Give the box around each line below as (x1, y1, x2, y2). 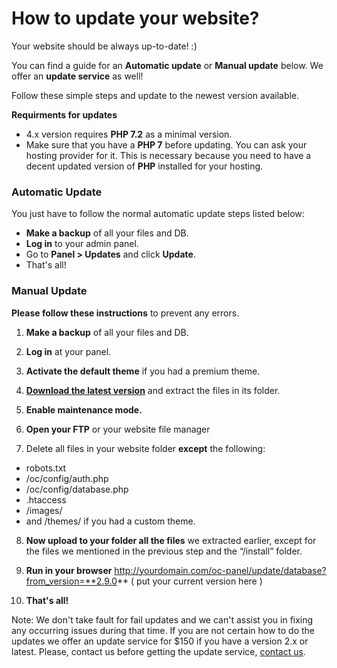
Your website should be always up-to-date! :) (11, 40, 198, 52)
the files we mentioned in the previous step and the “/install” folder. (25, 545, 303, 557)
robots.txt (25, 462, 67, 474)
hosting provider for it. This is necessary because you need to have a (25, 149, 312, 161)
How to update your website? (11, 7, 260, 30)
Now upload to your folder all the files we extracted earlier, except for (25, 534, 317, 546)
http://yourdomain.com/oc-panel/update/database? (114, 564, 327, 576)
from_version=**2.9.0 (25, 575, 118, 587)
